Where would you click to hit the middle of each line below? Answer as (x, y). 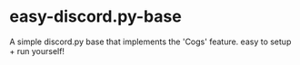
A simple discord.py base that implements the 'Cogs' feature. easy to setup (150, 42)
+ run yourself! (37, 51)
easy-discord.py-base (95, 17)
